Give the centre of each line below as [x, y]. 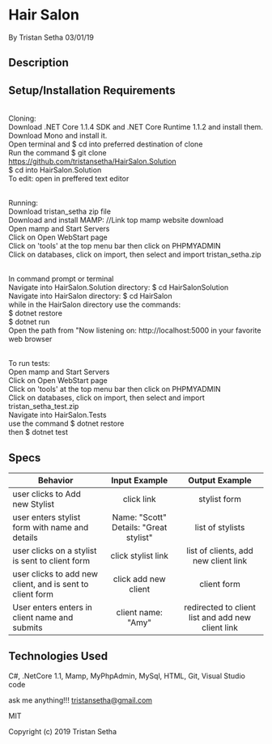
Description [38, 63]
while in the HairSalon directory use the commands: [95, 304]
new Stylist [34, 504]
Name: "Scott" [140, 517]
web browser [30, 339]
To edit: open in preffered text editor [69, 179]
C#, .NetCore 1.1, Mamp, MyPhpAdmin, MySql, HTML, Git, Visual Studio [127, 676]
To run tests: [29, 363]
